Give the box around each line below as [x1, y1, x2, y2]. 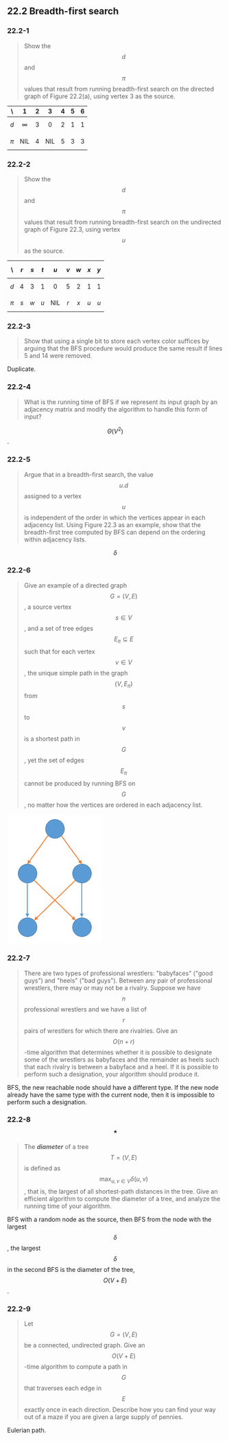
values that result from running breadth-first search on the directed [23, 85, 215, 93]
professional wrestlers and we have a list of [23, 1005, 147, 1013]
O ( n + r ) [112, 1037, 135, 1045]
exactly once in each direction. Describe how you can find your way [23, 1405, 216, 1414]
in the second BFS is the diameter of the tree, [7, 1265, 135, 1273]
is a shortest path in [23, 735, 80, 743]
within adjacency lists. [23, 535, 87, 544]
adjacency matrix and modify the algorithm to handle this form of [23, 405, 208, 413]
